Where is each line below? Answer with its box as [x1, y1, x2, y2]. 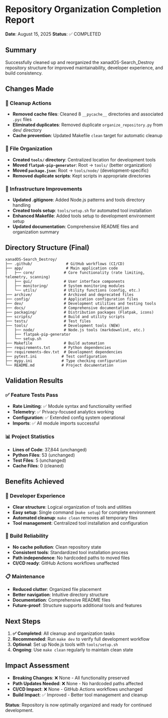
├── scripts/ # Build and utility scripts [5, 314, 125, 319]
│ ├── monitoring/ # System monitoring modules [5, 283, 125, 288]
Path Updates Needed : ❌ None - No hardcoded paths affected [12, 680, 143, 686]
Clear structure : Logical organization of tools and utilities [12, 504, 132, 510]
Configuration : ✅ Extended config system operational [12, 414, 125, 421]
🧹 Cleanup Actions [5, 100, 52, 107]
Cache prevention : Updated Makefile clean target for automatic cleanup [12, 133, 162, 139]
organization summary [12, 229, 59, 235]
